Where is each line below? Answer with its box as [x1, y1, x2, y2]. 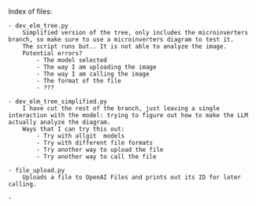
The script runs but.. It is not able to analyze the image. [22, 43, 227, 50]
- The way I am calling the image [36, 70, 150, 78]
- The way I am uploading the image [36, 63, 157, 71]
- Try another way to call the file [36, 153, 157, 161]
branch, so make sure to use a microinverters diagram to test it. [8, 35, 235, 43]
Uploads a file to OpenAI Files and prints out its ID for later [22, 173, 242, 181]
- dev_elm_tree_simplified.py [8, 98, 108, 105]
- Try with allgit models [36, 132, 125, 140]
